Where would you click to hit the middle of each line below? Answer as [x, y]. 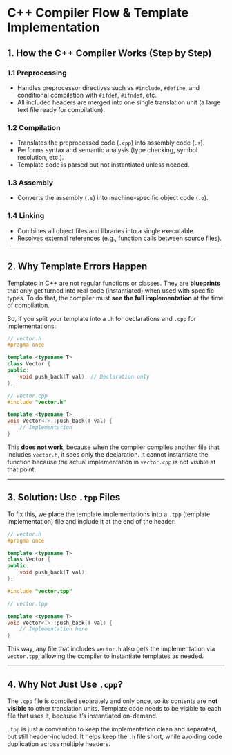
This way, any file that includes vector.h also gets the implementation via [111, 649]
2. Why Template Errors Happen [77, 267]
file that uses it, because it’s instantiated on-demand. [83, 716]
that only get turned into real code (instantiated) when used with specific [110, 290]
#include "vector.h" [37, 402]
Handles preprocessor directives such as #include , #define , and [108, 87]
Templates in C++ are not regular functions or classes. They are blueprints [114, 283]
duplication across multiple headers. [59, 744]
